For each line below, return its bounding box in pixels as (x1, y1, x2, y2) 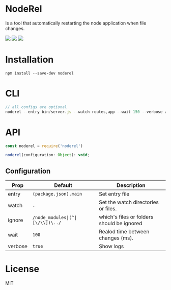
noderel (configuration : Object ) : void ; (5, 153, 90, 158)
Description (116, 182, 146, 189)
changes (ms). (99, 234, 134, 241)
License (5, 263, 40, 275)
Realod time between (99, 228, 150, 235)
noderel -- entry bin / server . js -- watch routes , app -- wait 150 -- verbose (5, 109, 163, 114)
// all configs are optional (5, 104, 67, 110)
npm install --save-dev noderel (5, 70, 74, 76)
